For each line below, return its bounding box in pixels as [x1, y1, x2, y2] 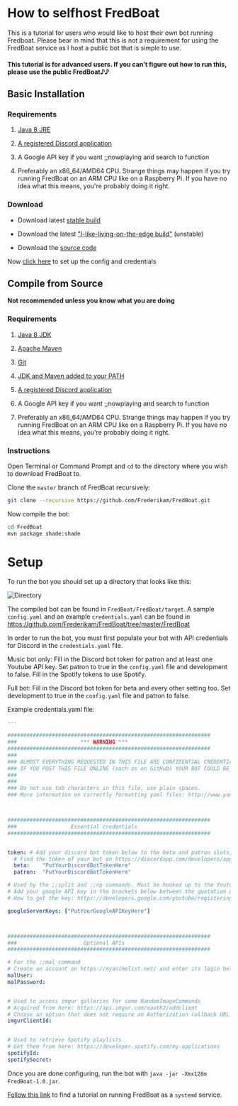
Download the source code [17, 243, 97, 251]
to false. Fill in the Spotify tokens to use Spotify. [7, 670, 147, 679]
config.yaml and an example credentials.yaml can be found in [7, 612, 191, 621]
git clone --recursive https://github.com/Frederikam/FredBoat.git [7, 497, 211, 504]
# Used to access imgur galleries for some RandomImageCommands [7, 997, 201, 1004]
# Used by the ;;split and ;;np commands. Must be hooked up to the [7, 882, 214, 889]
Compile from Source [7, 277, 103, 289]
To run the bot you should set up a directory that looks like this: [7, 578, 192, 586]
